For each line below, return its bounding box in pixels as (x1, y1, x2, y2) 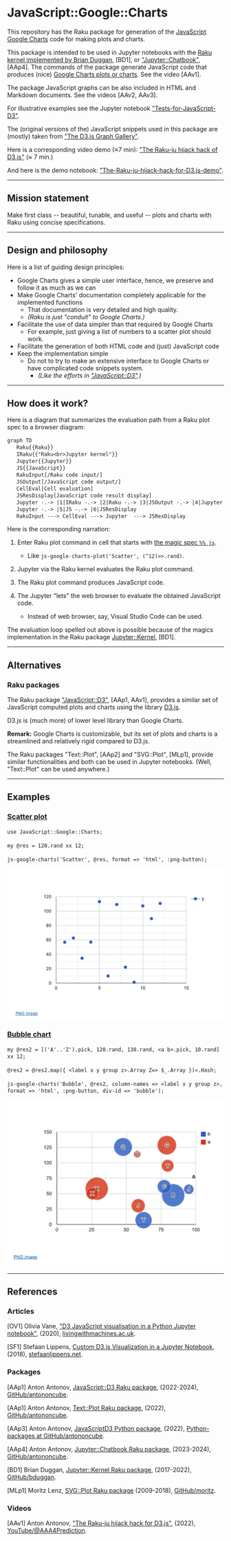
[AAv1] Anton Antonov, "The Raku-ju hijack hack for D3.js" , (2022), (7, 1519, 196, 1527)
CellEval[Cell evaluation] (16, 485, 94, 493)
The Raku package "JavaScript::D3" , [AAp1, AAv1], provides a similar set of (7, 696, 219, 704)
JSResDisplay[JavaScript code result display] (16, 492, 153, 500)
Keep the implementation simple (16, 349, 109, 357)
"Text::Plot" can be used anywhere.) (7, 765, 110, 774)
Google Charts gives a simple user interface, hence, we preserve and (16, 276, 214, 284)
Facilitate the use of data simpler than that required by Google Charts (16, 320, 213, 328)
